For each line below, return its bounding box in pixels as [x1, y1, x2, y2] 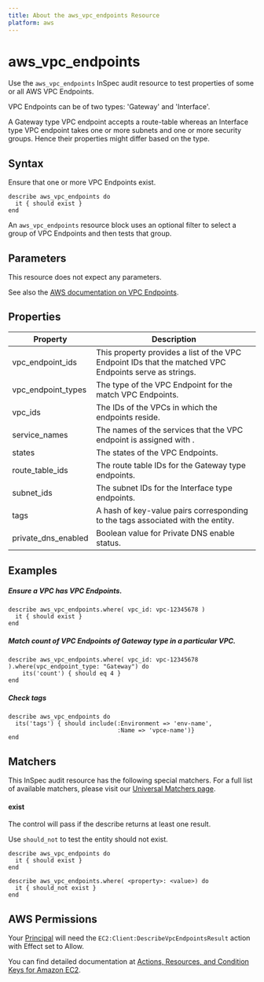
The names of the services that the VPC [96, 424, 244, 435]
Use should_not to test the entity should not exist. [8, 834, 169, 845]
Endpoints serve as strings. [96, 366, 196, 377]
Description [152, 333, 196, 344]
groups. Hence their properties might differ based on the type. [8, 134, 210, 144]
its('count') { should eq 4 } [22, 669, 122, 678]
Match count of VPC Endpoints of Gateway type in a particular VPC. [8, 636, 236, 645]
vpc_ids [12, 406, 41, 417]
